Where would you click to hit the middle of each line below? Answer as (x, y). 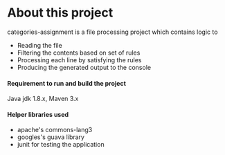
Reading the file (39, 45)
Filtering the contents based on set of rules (79, 53)
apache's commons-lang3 (55, 130)
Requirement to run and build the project (67, 83)
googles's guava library (51, 137)
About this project (60, 13)
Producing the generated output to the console (84, 67)
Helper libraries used (38, 114)
